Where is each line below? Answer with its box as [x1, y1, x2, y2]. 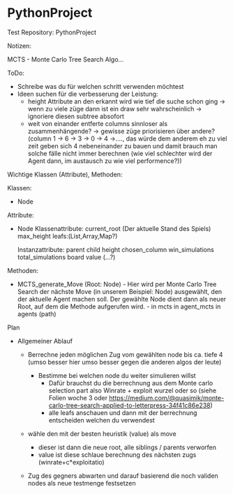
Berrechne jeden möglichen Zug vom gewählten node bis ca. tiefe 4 [27, 350, 223, 358]
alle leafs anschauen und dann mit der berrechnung [48, 408, 197, 417]
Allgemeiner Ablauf [17, 337, 73, 345]
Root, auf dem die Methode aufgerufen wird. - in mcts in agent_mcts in [17, 302, 221, 311]
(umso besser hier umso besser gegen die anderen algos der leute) [27, 358, 222, 366]
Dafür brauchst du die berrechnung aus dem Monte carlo [48, 379, 213, 387]
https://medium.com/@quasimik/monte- [109, 393, 225, 402]
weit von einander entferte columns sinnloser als [27, 119, 168, 127]
